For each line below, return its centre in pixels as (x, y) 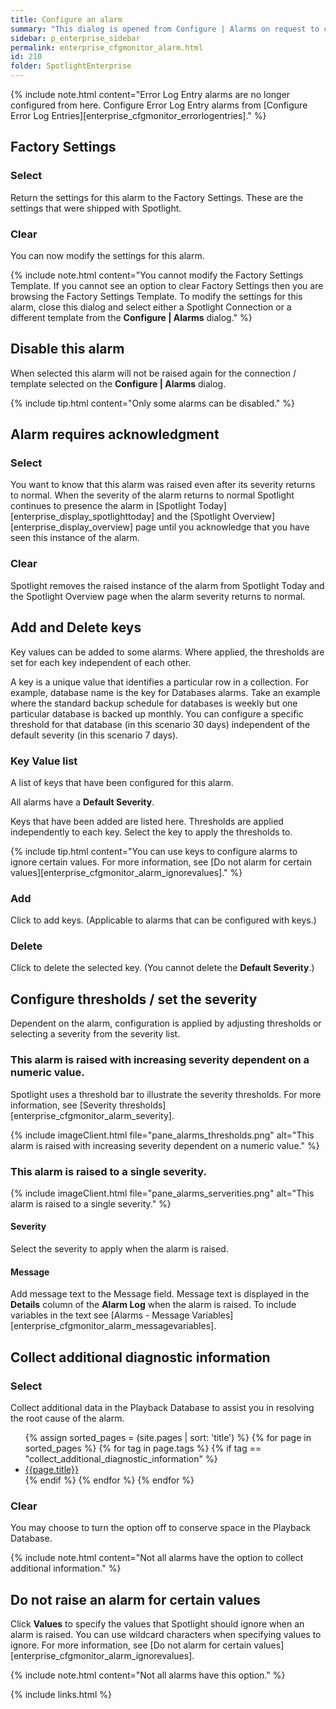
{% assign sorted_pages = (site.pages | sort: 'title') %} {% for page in (168, 1437)
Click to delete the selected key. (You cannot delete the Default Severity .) (162, 968)
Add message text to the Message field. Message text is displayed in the (160, 1294)
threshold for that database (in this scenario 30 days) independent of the (160, 724)
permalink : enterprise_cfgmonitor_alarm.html (106, 47)
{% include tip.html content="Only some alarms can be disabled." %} (153, 403)
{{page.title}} (51, 1469)
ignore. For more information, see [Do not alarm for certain (131, 1645)
